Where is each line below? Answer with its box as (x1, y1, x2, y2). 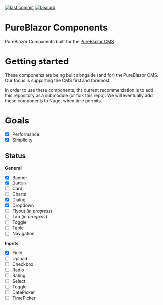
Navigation (12, 231, 35, 237)
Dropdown (12, 202, 34, 208)
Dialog (12, 197, 26, 203)
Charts (12, 191, 26, 197)
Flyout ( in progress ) (12, 208, 53, 214)
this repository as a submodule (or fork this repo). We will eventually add (5, 92, 153, 98)
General (5, 165, 22, 171)
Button (12, 180, 26, 186)
